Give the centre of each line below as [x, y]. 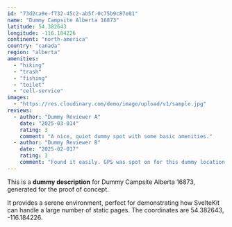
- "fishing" [31, 78]
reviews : [20, 110]
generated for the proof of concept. [58, 189]
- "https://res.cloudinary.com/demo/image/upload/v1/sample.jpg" [110, 104]
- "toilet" [29, 85]
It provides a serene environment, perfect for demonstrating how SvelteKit [114, 203]
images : [18, 98]
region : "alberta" [34, 53]
